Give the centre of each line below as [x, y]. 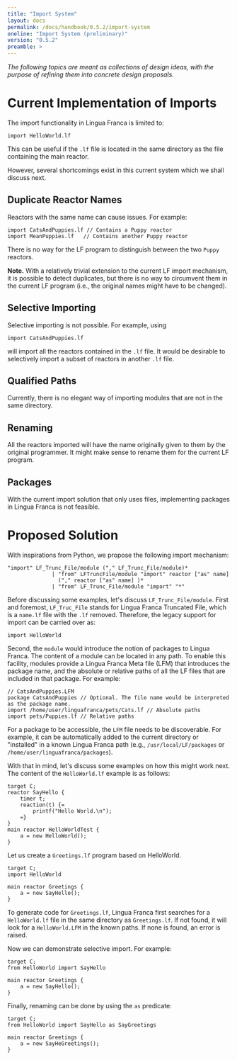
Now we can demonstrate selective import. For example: [89, 948]
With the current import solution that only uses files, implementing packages [118, 499]
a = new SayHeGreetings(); [60, 1043]
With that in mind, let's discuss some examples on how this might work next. [118, 765]
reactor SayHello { [36, 792]
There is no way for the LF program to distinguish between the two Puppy [113, 249]
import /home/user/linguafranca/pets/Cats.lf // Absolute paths [104, 710]
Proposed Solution [63, 535]
